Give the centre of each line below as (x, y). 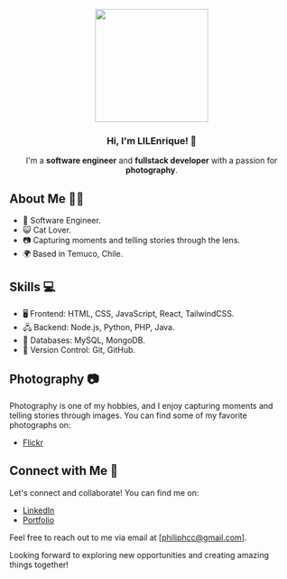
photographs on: (40, 424)
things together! (39, 565)
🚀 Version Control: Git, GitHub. (79, 349)
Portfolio (38, 519)
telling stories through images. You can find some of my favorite (129, 415)
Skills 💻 (32, 286)
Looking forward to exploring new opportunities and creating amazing (139, 555)
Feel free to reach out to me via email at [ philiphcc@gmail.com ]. (128, 537)
